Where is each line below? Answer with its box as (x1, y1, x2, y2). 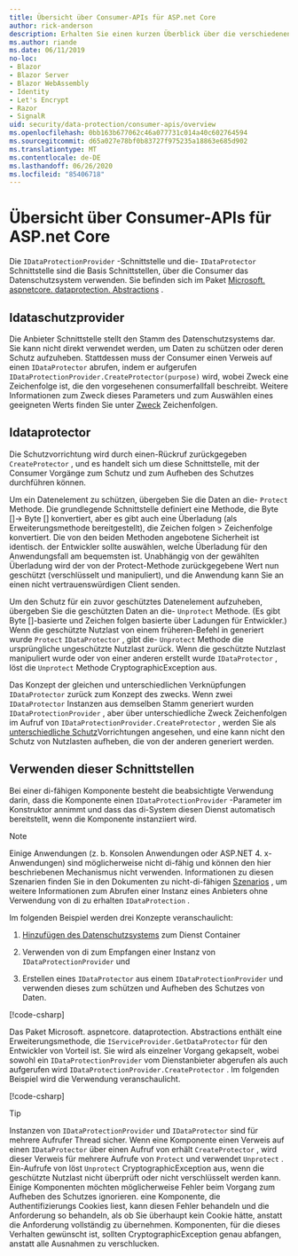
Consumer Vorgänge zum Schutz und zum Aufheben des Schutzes (9, 467, 255, 478)
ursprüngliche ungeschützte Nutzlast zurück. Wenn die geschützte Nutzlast (9, 643, 286, 654)
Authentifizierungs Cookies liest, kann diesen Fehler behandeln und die (9, 1200, 270, 1211)
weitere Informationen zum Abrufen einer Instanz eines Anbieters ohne (9, 885, 269, 896)
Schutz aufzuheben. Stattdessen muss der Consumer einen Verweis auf (9, 352, 273, 363)
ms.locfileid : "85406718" (9, 169, 105, 178)
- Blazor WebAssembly (9, 79, 90, 88)
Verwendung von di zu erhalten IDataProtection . (9, 895, 191, 906)
